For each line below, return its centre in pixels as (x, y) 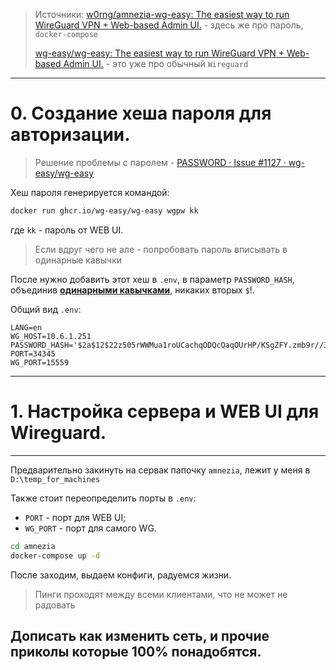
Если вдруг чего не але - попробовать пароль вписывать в (161, 249)
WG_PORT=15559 (40, 362)
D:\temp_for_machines (55, 479)
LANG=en (26, 327)
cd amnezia (33, 546)
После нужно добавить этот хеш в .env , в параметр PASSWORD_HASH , (152, 279)
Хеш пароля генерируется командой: (90, 192)
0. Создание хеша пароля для (141, 113)
